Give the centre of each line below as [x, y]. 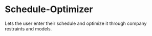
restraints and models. [28, 28]
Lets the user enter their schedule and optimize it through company [76, 23]
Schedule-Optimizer [49, 9]
